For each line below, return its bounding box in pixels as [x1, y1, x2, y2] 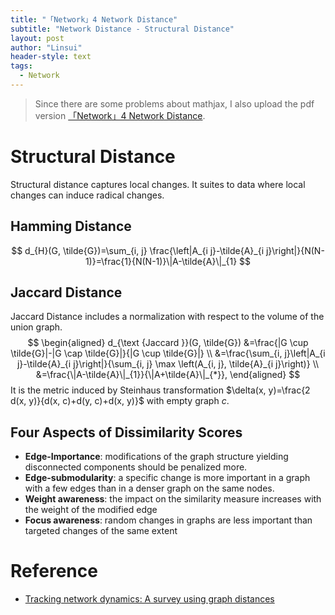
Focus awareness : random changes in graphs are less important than [24, 514, 313, 526]
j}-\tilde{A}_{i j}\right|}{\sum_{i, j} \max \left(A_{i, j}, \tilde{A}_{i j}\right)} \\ [16, 358, 320, 370]
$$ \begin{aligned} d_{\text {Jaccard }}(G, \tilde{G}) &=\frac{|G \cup [27, 337, 309, 349]
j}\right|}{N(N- [265, 244, 325, 256]
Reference [10, 560, 98, 583]
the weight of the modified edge [24, 504, 158, 516]
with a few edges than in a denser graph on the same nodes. [24, 482, 275, 495]
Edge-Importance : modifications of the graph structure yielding [24, 451, 289, 463]
